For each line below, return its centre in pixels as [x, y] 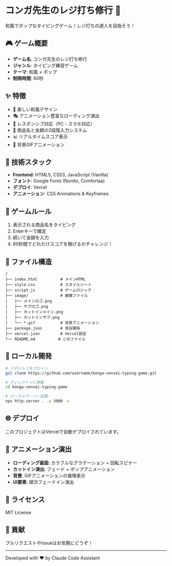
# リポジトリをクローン [27, 368]
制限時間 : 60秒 [28, 78]
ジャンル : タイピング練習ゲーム [45, 65]
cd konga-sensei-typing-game [36, 387]
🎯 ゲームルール [29, 211]
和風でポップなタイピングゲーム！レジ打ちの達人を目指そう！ [70, 26]
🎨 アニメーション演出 [38, 449]
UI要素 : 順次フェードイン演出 [43, 482]
